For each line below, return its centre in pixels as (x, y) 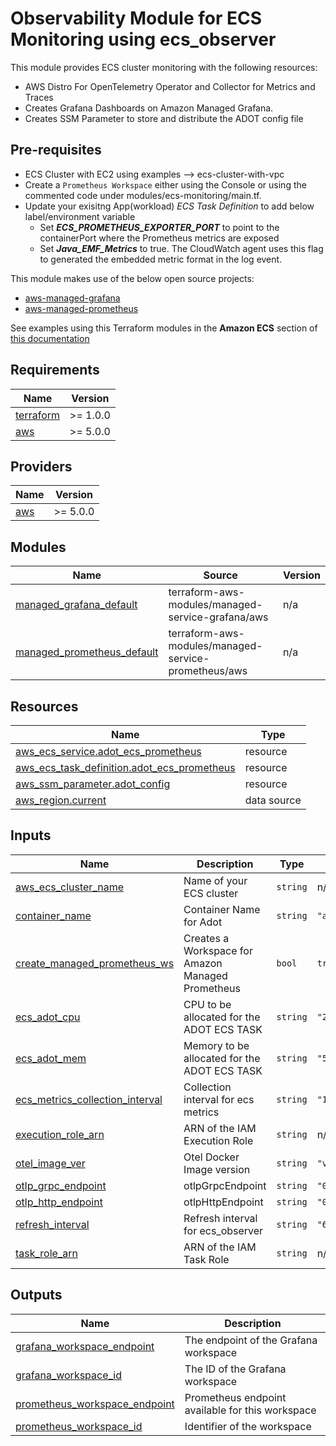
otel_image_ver (50, 1163)
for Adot (203, 922)
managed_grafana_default (76, 605)
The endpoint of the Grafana (251, 1340)
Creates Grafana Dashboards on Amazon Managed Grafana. (149, 108)
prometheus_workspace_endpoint (95, 1404)
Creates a (206, 938)
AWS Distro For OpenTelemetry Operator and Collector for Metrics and (170, 86)
